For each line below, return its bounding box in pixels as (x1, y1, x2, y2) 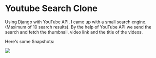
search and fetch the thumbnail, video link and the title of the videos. (5, 29, 143, 35)
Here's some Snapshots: (5, 38, 55, 44)
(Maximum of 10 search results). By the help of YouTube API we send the (5, 24, 152, 29)
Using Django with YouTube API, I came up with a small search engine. (5, 19, 147, 25)
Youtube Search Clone (5, 3, 98, 14)
